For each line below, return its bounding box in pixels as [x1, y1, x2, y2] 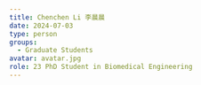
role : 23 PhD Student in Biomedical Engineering [9, 63, 193, 72]
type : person [9, 29, 58, 38]
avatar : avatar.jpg [9, 54, 82, 63]
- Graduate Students [17, 46, 93, 55]
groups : [9, 37, 38, 47]
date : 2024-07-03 [9, 21, 74, 30]
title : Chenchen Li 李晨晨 [9, 12, 105, 22]
